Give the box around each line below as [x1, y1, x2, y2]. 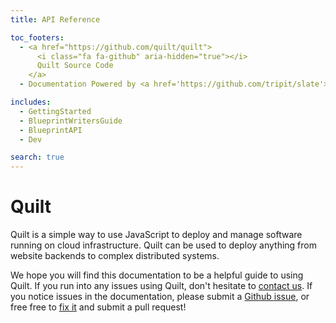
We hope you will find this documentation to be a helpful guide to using [10, 269, 304, 281]
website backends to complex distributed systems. [10, 250, 220, 262]
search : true [10, 152, 65, 163]
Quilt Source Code [36, 61, 114, 71]
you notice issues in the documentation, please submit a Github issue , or [10, 291, 310, 303]
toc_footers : [10, 32, 65, 43]
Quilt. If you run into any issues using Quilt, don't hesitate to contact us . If [10, 280, 313, 292]
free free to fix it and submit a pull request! [10, 301, 187, 313]
